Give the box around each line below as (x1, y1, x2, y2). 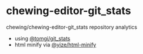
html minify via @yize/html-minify (14, 41, 97, 48)
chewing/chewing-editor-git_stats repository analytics (6, 23, 137, 31)
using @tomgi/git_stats (14, 35, 71, 42)
